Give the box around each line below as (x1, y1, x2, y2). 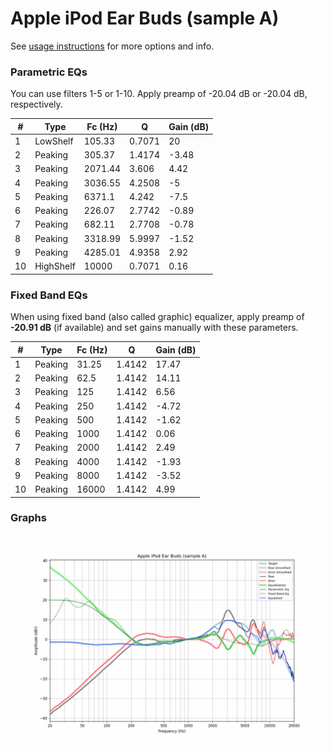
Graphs (10, 511, 47, 525)
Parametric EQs (10, 65, 88, 79)
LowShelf (34, 135, 74, 147)
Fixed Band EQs (10, 288, 88, 302)
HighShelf (34, 260, 76, 272)
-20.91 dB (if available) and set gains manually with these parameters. (10, 322, 299, 334)
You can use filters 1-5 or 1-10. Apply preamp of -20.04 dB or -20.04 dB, (10, 88, 308, 100)
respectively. (10, 98, 63, 111)
